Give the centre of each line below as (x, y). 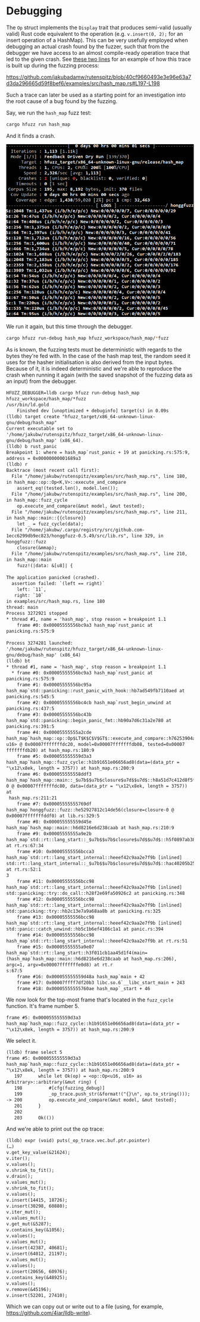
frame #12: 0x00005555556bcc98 (56, 899)
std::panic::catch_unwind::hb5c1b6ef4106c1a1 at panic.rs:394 (85, 929)
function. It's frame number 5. (43, 1006)
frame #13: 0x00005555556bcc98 (56, 917)
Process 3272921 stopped (37, 613)
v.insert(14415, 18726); (37, 1200)
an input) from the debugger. (42, 381)
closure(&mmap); (37, 548)
